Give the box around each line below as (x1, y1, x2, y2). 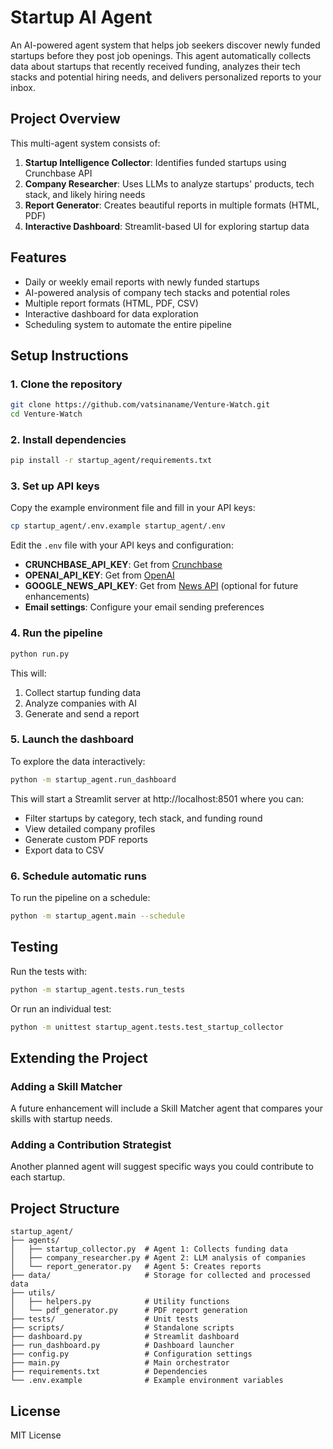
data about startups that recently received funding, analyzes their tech (10, 60, 301, 72)
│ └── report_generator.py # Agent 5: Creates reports (10, 1262, 262, 1272)
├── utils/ (10, 1288, 56, 1298)
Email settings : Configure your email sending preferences (24, 601, 265, 613)
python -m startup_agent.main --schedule (10, 911, 186, 921)
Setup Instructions (10, 347, 129, 364)
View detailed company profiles (24, 822, 156, 835)
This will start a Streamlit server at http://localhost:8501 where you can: (10, 792, 304, 805)
